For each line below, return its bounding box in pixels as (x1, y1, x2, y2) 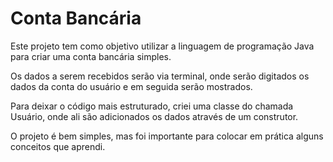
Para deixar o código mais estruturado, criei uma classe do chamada (10, 100, 294, 112)
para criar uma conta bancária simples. (10, 50, 172, 62)
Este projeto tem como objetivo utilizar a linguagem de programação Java (10, 40, 315, 52)
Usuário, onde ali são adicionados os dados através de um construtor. (10, 110, 299, 122)
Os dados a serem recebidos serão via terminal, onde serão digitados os (10, 70, 310, 82)
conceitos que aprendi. (10, 140, 106, 152)
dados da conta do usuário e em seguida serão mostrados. (10, 80, 253, 92)
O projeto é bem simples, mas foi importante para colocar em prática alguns (10, 130, 324, 142)
